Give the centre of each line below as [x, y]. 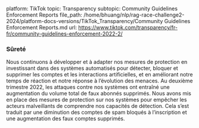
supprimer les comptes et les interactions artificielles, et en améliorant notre [99, 75]
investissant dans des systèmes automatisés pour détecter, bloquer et [92, 68]
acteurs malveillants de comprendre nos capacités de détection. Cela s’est [98, 106]
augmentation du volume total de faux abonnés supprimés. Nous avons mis [99, 94]
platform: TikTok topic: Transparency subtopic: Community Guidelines [92, 9]
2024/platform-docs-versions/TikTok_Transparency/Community [85, 21]
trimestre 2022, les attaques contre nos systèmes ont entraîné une [88, 87]
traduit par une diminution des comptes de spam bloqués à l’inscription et [97, 113]
